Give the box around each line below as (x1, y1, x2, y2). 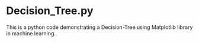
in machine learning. (6, 29, 56, 37)
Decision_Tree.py (6, 4, 94, 18)
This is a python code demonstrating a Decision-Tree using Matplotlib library (6, 24, 193, 31)
